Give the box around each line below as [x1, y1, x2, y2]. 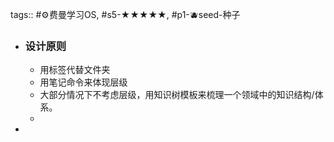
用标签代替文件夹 [39, 64, 111, 76]
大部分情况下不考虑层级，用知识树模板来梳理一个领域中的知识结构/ [39, 89, 315, 101]
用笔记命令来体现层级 [39, 76, 128, 88]
